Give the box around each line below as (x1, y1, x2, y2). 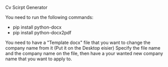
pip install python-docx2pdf (12, 30, 72, 35)
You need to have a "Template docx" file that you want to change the (5, 39, 151, 46)
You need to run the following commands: (5, 14, 94, 20)
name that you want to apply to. (5, 56, 72, 62)
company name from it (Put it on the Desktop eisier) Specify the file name (5, 45, 160, 51)
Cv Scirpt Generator (5, 5, 48, 10)
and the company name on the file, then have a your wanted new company (5, 51, 163, 56)
